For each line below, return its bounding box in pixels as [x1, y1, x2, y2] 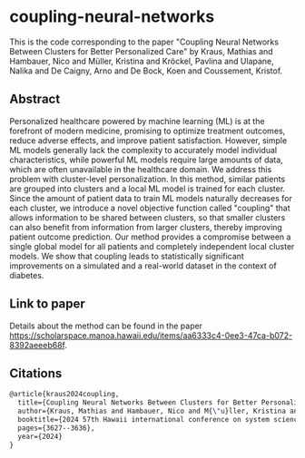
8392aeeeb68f [9, 339, 65, 350]
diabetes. [9, 269, 44, 280]
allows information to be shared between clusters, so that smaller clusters [9, 211, 286, 223]
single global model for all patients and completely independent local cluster [9, 240, 295, 251]
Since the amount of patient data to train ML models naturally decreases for [9, 192, 292, 203]
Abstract [9, 92, 61, 107]
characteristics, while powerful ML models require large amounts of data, [9, 154, 283, 165]
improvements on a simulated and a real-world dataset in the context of [9, 260, 277, 271]
